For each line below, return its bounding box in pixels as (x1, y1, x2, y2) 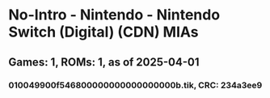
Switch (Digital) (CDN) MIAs (8, 23, 200, 41)
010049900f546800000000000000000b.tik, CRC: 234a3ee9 (8, 79, 263, 91)
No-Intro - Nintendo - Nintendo (8, 6, 221, 24)
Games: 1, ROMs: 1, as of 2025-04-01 (8, 55, 200, 69)
